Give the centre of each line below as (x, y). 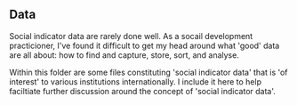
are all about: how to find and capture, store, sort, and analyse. (124, 55)
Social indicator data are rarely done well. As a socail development (131, 36)
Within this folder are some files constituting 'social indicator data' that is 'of (148, 72)
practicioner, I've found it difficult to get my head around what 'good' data (144, 45)
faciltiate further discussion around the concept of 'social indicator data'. (142, 91)
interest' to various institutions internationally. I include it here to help (136, 81)
